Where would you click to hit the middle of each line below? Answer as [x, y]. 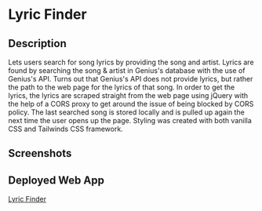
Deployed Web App [56, 180]
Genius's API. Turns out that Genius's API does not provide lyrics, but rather [131, 79]
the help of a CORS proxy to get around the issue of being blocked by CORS [131, 104]
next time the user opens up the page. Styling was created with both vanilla [130, 120]
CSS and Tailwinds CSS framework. [65, 129]
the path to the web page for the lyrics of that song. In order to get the [122, 87]
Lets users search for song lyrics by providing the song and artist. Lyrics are [131, 62]
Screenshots [40, 153]
